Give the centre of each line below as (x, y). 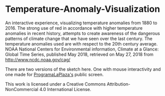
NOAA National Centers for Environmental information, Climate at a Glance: (82, 49)
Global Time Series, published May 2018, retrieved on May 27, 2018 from (80, 54)
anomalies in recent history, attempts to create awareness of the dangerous (83, 33)
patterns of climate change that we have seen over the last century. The (79, 39)
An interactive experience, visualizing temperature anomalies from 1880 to (81, 23)
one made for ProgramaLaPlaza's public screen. (54, 74)
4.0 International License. (65, 89)
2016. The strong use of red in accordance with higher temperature (74, 28)
